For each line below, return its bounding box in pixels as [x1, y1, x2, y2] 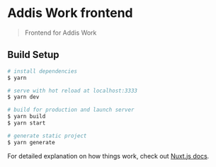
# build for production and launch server [7, 106, 135, 114]
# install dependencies [7, 67, 78, 75]
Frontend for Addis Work [24, 28, 97, 37]
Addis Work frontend [7, 5, 133, 21]
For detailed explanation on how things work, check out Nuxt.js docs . [7, 151, 210, 160]
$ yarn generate [7, 139, 55, 146]
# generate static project [7, 132, 87, 139]
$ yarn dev [7, 93, 40, 100]
